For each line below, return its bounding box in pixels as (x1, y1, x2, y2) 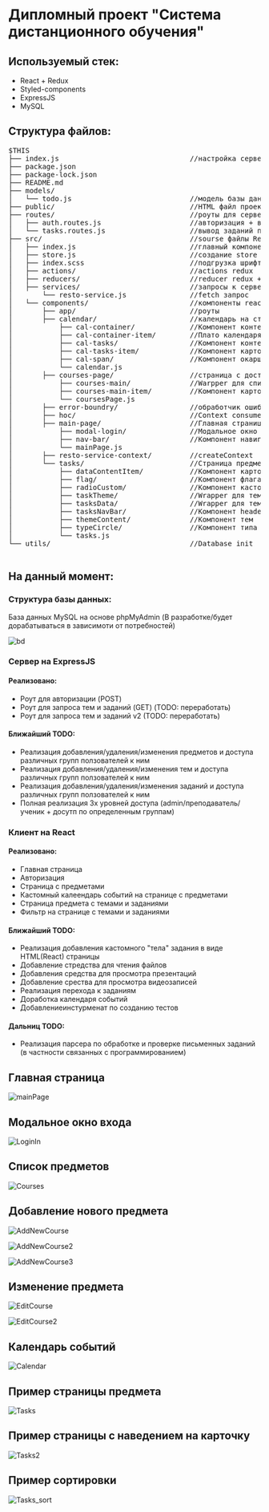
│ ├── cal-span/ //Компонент (8, 355, 237, 363)
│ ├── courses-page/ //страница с (8, 371, 241, 379)
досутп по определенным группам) (53, 806, 175, 816)
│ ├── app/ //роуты (8, 306, 220, 315)
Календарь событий (8, 1340, 116, 1353)
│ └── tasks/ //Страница (8, 459, 232, 468)
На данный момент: (8, 570, 114, 583)
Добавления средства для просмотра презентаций (19, 969, 197, 979)
